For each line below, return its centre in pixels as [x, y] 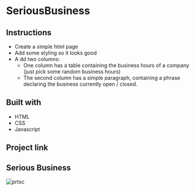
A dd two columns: [37, 59]
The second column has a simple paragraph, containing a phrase [102, 78]
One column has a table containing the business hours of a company [106, 65]
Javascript [27, 129]
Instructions [29, 33]
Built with [24, 103]
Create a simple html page [46, 46]
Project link [27, 148]
